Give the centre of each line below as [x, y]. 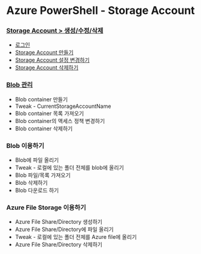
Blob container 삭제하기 [44, 129]
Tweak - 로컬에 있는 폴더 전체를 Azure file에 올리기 [76, 237]
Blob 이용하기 [25, 145]
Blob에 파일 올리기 [37, 160]
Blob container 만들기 [41, 99]
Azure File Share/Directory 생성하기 [59, 222]
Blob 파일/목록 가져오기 [43, 175]
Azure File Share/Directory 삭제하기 [59, 245]
